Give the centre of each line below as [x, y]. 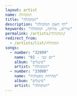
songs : [12, 48]
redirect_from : [21, 39]
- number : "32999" [29, 52]
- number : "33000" [29, 72]
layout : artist [21, 10]
